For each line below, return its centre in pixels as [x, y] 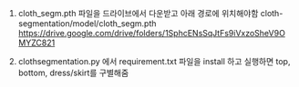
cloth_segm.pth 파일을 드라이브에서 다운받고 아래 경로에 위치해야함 [138, 13]
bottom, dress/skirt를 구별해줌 [73, 72]
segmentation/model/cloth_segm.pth [87, 24]
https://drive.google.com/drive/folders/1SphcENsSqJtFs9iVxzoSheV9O [151, 33]
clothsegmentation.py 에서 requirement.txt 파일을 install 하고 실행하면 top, [154, 61]
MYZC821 [36, 43]
